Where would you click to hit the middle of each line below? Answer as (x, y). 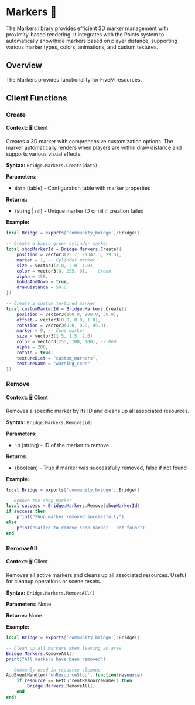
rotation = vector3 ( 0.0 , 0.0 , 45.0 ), (63, 325)
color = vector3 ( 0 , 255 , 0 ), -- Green (64, 271)
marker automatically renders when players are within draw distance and (94, 148)
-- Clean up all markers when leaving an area (64, 648)
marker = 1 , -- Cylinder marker (56, 260)
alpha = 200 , (32, 347)
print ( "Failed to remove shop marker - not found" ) (81, 528)
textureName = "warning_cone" (54, 364)
